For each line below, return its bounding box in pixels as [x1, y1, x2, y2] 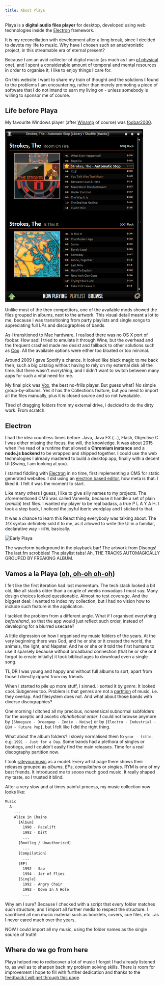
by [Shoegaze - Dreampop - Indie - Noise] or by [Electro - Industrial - [5, 719, 156, 725]
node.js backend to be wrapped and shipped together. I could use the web [5, 451, 157, 456]
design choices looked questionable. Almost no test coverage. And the [5, 593, 148, 599]
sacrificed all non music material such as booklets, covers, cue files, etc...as [5, 911, 159, 917]
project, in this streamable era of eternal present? [5, 47, 105, 53]
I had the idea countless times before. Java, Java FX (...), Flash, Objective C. [5, 435, 160, 441]
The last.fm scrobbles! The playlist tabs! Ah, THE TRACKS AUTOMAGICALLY [5, 550, 160, 556]
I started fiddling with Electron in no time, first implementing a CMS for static [5, 470, 160, 476]
